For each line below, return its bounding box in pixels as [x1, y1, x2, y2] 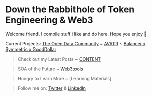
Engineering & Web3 [5, 14, 93, 26]
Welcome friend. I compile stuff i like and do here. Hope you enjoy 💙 [5, 31, 147, 37]
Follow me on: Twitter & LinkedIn [17, 85, 86, 91]
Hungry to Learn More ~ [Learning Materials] [17, 75, 112, 81]
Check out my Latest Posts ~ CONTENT [17, 56, 101, 62]
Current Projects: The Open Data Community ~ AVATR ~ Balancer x [5, 40, 146, 46]
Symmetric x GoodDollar [5, 46, 57, 52]
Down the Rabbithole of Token [5, 4, 135, 15]
